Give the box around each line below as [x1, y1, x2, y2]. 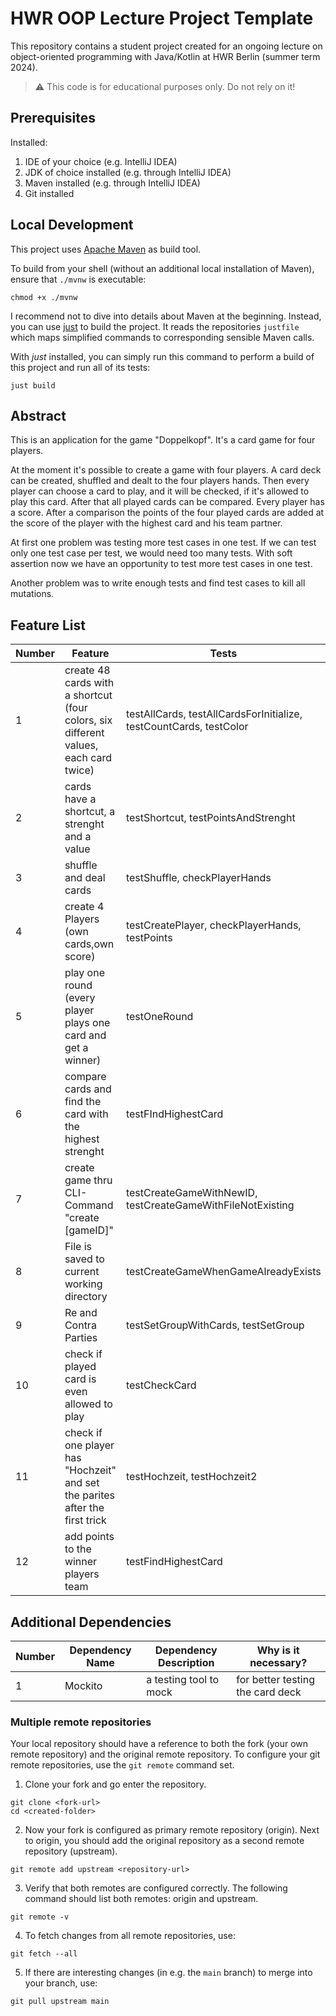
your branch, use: [24, 1977, 98, 1989]
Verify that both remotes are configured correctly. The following [24, 1882, 288, 1894]
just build [10, 380, 56, 391]
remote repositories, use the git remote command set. [10, 1759, 235, 1771]
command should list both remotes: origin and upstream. [24, 1893, 259, 1905]
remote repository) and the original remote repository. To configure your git [10, 1748, 321, 1761]
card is [64, 1372, 97, 1386]
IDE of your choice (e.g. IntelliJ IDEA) [24, 155, 178, 167]
